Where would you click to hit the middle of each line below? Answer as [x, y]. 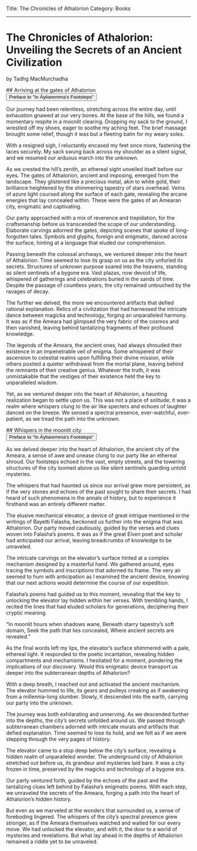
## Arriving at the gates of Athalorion [51, 90]
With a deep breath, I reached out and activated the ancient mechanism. [93, 684]
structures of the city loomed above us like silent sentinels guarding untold [96, 467]
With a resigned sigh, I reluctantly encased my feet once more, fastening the [98, 145]
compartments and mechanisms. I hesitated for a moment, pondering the [94, 660]
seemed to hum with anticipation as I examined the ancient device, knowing [98, 576]
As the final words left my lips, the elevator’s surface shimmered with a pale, [98, 648]
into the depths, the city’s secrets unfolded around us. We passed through [96, 720]
